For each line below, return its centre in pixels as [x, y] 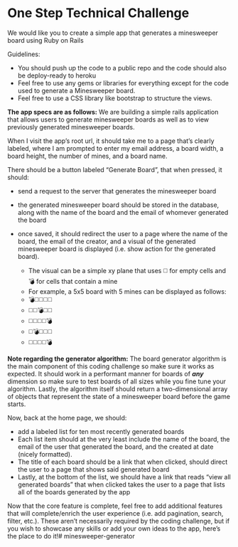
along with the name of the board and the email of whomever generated [123, 212]
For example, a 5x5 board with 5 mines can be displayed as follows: [127, 291]
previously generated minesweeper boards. [71, 127]
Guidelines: [24, 54]
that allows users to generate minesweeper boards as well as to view [108, 120]
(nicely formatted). [45, 454]
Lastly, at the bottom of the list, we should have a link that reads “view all [124, 477]
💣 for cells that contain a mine [73, 281]
